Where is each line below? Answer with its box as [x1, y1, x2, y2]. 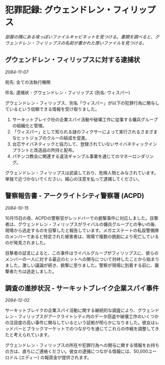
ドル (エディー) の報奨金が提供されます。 [9, 355, 92, 361]
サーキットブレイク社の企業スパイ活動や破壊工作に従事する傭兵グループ [12, 116, 158, 122]
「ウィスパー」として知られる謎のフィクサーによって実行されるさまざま [12, 128, 158, 135]
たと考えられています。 [5, 332, 52, 338]
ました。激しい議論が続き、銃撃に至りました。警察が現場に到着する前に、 [5, 262, 155, 268]
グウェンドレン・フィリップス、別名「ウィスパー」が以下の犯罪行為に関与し [5, 100, 160, 106]
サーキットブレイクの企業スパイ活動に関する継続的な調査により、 [5, 307, 138, 314]
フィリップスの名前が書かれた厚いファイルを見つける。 [35, 40, 147, 46]
